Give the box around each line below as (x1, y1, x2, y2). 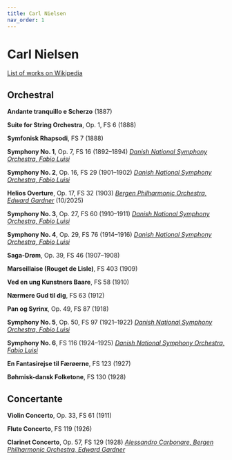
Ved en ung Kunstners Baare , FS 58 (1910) (7, 278, 130, 287)
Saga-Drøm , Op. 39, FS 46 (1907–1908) (7, 251, 120, 260)
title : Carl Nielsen (7, 10, 67, 17)
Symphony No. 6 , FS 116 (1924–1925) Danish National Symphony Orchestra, (7, 339, 225, 347)
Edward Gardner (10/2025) (7, 196, 84, 204)
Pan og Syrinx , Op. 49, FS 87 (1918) (7, 305, 109, 313)
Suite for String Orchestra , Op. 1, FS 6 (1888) (7, 121, 137, 129)
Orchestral (7, 89, 54, 101)
